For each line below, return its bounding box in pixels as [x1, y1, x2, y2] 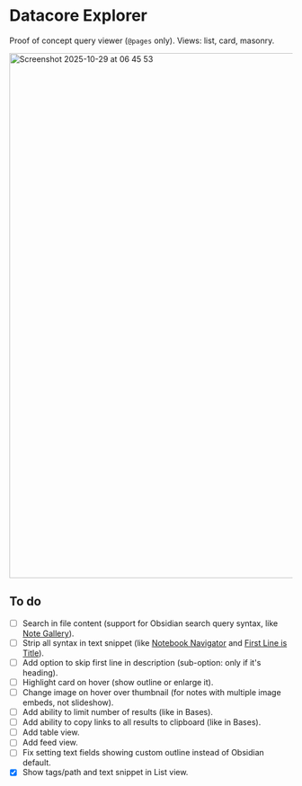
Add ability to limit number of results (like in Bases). [22, 707, 214, 718]
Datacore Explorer [9, 5, 148, 26]
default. [22, 757, 51, 768]
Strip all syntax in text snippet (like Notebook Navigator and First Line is [22, 637, 288, 648]
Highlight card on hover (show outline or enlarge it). [22, 676, 214, 687]
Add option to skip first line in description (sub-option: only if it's [22, 657, 262, 667]
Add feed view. [22, 737, 78, 748]
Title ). [22, 648, 45, 658]
